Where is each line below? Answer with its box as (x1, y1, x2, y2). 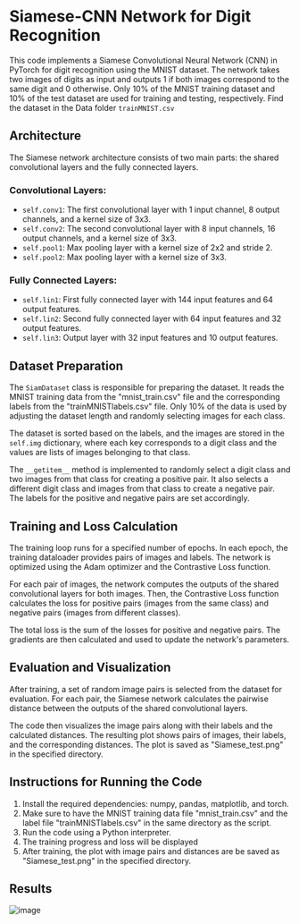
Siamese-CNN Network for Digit (9, 6, 252, 27)
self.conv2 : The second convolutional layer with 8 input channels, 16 (21, 224, 276, 234)
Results (9, 881, 53, 896)
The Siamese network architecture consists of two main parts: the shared (9, 152, 279, 163)
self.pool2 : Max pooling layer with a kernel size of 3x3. (21, 252, 228, 263)
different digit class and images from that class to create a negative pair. (9, 483, 275, 494)
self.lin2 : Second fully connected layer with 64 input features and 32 (21, 313, 282, 324)
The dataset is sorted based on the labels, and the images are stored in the (9, 428, 286, 439)
